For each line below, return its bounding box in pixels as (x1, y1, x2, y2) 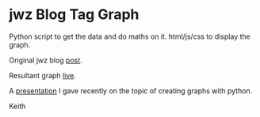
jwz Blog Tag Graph (9, 6, 140, 24)
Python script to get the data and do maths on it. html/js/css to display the (9, 32, 250, 41)
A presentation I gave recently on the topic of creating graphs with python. (9, 85, 253, 96)
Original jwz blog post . (9, 55, 82, 65)
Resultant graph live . (9, 70, 76, 80)
